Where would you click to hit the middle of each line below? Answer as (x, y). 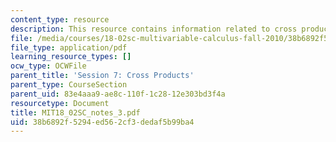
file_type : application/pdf (69, 47)
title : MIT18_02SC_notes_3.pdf (75, 112)
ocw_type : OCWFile (48, 66)
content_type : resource (60, 19)
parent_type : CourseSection (69, 85)
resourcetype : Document (60, 103)
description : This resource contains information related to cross (154, 29)
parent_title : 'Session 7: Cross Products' (102, 76)
